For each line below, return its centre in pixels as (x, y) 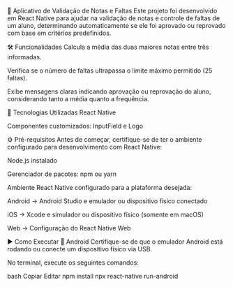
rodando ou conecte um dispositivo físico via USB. (80, 249)
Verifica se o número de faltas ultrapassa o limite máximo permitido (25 (110, 71)
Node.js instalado (32, 160)
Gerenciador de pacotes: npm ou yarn (62, 174)
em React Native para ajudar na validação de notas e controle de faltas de (114, 18)
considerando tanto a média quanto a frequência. (78, 99)
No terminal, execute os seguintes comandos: (73, 263)
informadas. (24, 57)
